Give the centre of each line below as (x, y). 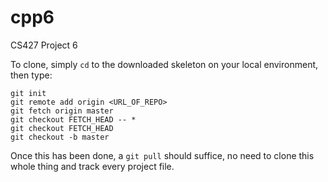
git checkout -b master (60, 137)
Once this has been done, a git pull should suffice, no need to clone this (162, 155)
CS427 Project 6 (44, 45)
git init (28, 93)
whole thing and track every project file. (92, 166)
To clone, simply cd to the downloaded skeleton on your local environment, (164, 64)
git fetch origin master (62, 111)
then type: (31, 75)
